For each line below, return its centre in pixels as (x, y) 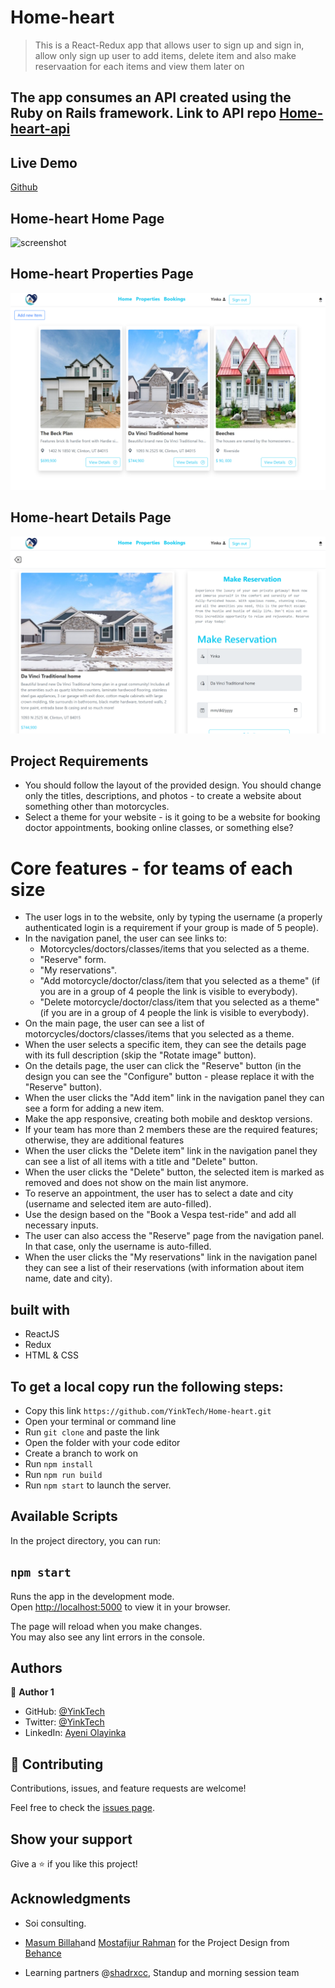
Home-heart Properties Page (102, 274)
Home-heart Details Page (91, 517)
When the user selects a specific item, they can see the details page (165, 1045)
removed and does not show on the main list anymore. (136, 1183)
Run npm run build (63, 1474)
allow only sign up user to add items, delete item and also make (165, 55)
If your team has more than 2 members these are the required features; (171, 1130)
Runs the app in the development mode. (92, 1596)
